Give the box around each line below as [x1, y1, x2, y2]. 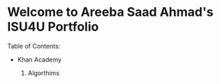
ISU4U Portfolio [7, 19, 99, 35]
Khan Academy [17, 55, 61, 63]
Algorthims [27, 69, 60, 77]
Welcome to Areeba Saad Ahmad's [7, 4, 214, 20]
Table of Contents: [7, 42, 61, 50]
